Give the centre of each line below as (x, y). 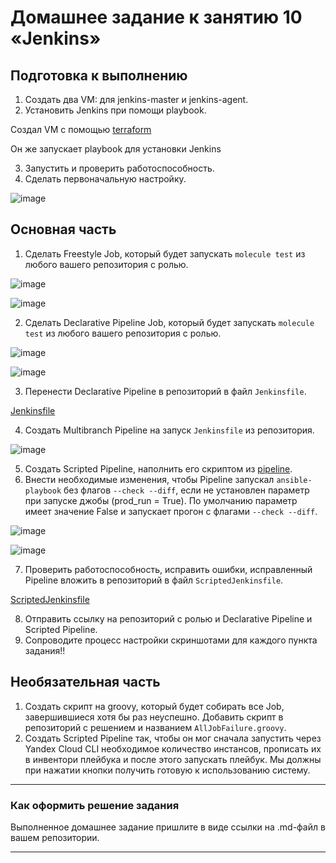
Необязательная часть (85, 682)
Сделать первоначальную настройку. (105, 179)
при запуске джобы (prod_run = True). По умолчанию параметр (161, 500)
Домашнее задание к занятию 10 (156, 17)
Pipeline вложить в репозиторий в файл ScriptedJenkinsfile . (154, 580)
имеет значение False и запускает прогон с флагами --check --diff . (171, 511)
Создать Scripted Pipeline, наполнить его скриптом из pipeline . (158, 468)
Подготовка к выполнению (99, 75)
